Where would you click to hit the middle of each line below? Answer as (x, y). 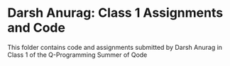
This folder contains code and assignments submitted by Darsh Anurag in (115, 47)
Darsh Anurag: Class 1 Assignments (115, 13)
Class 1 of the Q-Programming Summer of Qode (77, 55)
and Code (37, 28)
